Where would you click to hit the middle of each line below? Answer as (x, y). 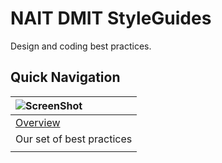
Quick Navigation (65, 77)
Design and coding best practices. (81, 46)
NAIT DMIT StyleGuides (111, 18)
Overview (38, 122)
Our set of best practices (74, 139)
